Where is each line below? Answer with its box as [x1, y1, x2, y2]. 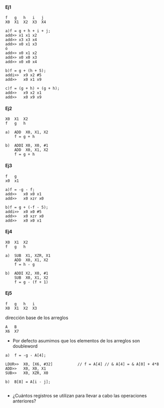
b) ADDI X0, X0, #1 [5, 143, 49, 148]
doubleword [12, 343, 38, 349]
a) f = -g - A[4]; [5, 353, 46, 358]
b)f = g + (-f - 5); [5, 205, 49, 210]
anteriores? [12, 398, 36, 404]
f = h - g [14, 262, 35, 267]
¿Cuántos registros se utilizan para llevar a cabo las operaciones [12, 393, 147, 399]
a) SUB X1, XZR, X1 [5, 253, 51, 258]
